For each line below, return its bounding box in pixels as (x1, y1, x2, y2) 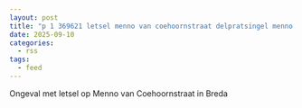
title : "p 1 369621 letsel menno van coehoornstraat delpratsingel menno (9, 22, 294, 31)
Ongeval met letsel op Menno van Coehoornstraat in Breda (9, 87, 229, 99)
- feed (17, 64, 42, 73)
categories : (9, 38, 54, 48)
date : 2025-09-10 (9, 30, 75, 39)
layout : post (9, 13, 59, 22)
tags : (9, 55, 30, 64)
